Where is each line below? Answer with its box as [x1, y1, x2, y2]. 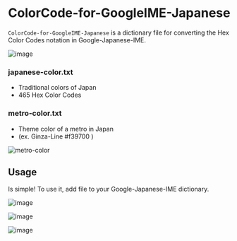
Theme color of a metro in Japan [18, 124, 114, 133]
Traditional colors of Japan [18, 83, 97, 92]
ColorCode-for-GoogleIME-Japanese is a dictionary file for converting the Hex [8, 28, 230, 37]
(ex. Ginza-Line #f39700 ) [18, 132, 94, 141]
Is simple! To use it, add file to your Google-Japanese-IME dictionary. [8, 185, 209, 194]
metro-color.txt [8, 108, 62, 118]
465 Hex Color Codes [18, 90, 82, 100]
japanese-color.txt [8, 67, 73, 77]
